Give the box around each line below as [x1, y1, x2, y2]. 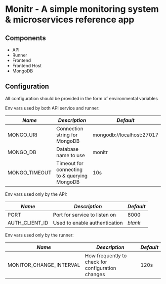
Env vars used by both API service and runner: [5, 105, 100, 111]
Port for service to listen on [53, 211, 116, 218]
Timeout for [56, 160, 84, 167]
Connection [56, 125, 83, 132]
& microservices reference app [5, 14, 134, 25]
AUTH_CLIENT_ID [7, 219, 48, 226]
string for [56, 131, 78, 138]
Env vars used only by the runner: [5, 232, 74, 238]
